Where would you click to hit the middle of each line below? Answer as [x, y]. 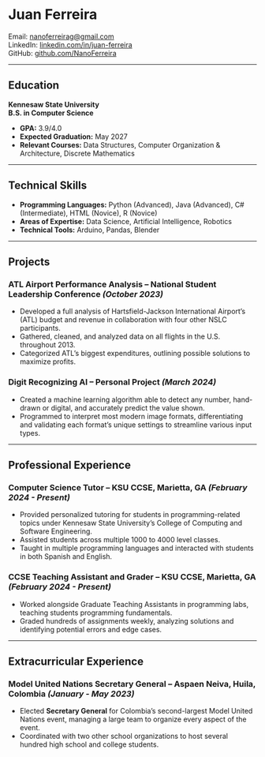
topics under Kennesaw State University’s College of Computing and [131, 523]
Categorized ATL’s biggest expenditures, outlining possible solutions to [135, 354]
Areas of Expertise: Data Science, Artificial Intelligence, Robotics [126, 221]
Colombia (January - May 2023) [71, 694]
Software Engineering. [56, 531]
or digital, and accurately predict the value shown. [123, 407]
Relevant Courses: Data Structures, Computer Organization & [120, 144]
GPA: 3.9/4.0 [41, 128]
